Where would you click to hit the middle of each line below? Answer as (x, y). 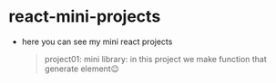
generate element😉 (82, 69)
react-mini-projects (85, 17)
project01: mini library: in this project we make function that (156, 59)
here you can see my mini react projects (97, 41)
